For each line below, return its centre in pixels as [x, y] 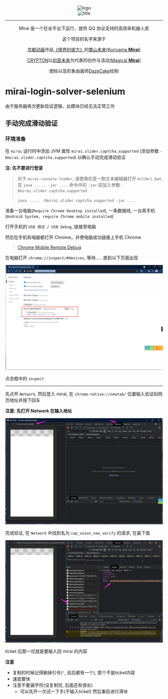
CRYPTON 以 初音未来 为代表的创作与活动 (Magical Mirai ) [84, 60]
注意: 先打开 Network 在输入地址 [39, 411]
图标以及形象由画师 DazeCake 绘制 [84, 71]
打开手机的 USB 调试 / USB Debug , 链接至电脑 [51, 226]
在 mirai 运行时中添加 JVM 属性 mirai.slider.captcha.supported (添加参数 [82, 151]
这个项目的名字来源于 [84, 39]
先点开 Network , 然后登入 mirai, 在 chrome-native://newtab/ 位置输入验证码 [82, 394]
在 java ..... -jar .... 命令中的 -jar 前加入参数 [69, 185]
